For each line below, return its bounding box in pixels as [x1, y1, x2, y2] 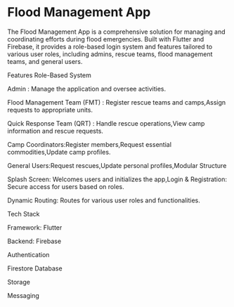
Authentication [7, 250, 50, 259]
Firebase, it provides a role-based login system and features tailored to [7, 42, 213, 51]
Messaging [7, 291, 40, 299]
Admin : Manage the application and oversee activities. [7, 84, 167, 93]
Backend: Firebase [7, 237, 62, 245]
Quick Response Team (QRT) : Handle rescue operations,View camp [7, 119, 205, 127]
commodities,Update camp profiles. [7, 148, 111, 156]
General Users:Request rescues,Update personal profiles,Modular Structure [7, 161, 227, 169]
